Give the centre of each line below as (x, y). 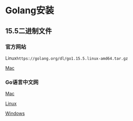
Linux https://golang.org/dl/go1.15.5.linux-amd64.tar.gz (67, 58)
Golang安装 (30, 10)
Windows (15, 113)
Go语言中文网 (22, 82)
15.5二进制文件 (29, 31)
